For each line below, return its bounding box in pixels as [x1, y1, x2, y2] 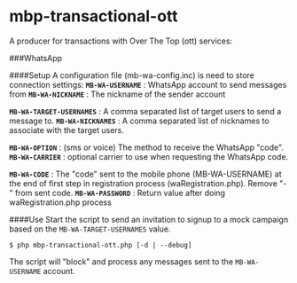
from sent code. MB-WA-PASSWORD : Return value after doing [14, 187, 226, 198]
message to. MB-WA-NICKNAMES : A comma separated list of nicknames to [9, 115, 270, 126]
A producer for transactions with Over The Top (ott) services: [9, 35, 233, 46]
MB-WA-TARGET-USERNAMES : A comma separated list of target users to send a [9, 106, 282, 116]
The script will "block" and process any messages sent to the [9, 255, 233, 267]
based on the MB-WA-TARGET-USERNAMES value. [9, 224, 171, 234]
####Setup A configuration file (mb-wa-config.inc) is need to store [9, 69, 255, 81]
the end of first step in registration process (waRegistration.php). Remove [9, 177, 277, 188]
